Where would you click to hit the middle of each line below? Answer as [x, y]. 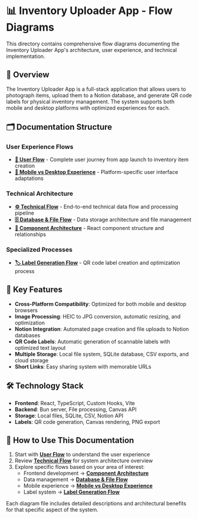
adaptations [29, 178]
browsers [26, 310]
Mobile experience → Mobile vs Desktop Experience [88, 486]
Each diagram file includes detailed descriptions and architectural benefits [96, 504]
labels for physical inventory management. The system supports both [90, 101]
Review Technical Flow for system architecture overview [84, 461]
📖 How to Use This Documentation [70, 440]
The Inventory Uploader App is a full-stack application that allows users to [96, 89]
